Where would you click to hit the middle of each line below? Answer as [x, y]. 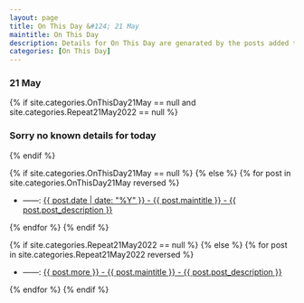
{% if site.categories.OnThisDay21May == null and [103, 103]
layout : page [34, 18]
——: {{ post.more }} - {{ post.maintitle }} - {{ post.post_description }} [152, 271]
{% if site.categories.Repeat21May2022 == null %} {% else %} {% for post [148, 244]
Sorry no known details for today [83, 136]
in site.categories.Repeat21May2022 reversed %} [102, 254]
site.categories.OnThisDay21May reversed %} [95, 183]
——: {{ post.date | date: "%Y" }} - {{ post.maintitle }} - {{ [129, 200]
